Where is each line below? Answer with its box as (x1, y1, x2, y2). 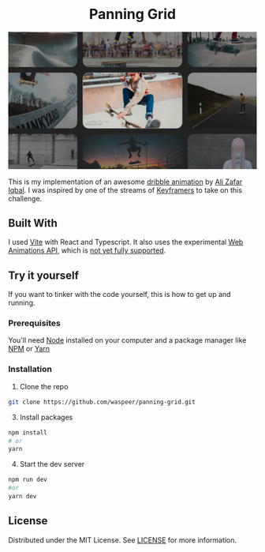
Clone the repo (19, 381, 69, 391)
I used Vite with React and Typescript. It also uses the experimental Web (8, 238, 244, 247)
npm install (8, 428, 47, 437)
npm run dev (8, 475, 47, 484)
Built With (8, 216, 58, 230)
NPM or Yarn (8, 344, 50, 354)
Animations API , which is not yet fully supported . (8, 246, 166, 255)
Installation (8, 364, 53, 375)
